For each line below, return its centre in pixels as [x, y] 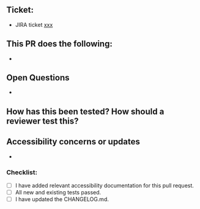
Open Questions [38, 78]
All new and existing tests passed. [58, 192]
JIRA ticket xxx [34, 24]
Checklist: [22, 172]
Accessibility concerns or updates [73, 142]
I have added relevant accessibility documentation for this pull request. [105, 185]
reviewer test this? [43, 121]
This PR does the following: [60, 44]
